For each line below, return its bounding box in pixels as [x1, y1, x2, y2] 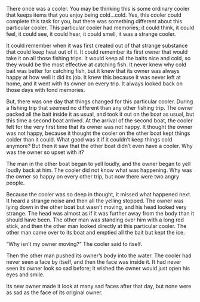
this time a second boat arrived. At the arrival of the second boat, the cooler [6, 117, 193, 124]
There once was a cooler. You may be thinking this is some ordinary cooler [6, 5, 190, 12]
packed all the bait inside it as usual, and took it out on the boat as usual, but [6, 110, 195, 118]
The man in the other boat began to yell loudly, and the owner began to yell [6, 161, 191, 167]
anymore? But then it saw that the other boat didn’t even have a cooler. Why [6, 143, 193, 149]
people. [6, 179, 25, 186]
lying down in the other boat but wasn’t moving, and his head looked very [6, 204, 187, 211]
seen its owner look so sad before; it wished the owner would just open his [6, 265, 190, 272]
